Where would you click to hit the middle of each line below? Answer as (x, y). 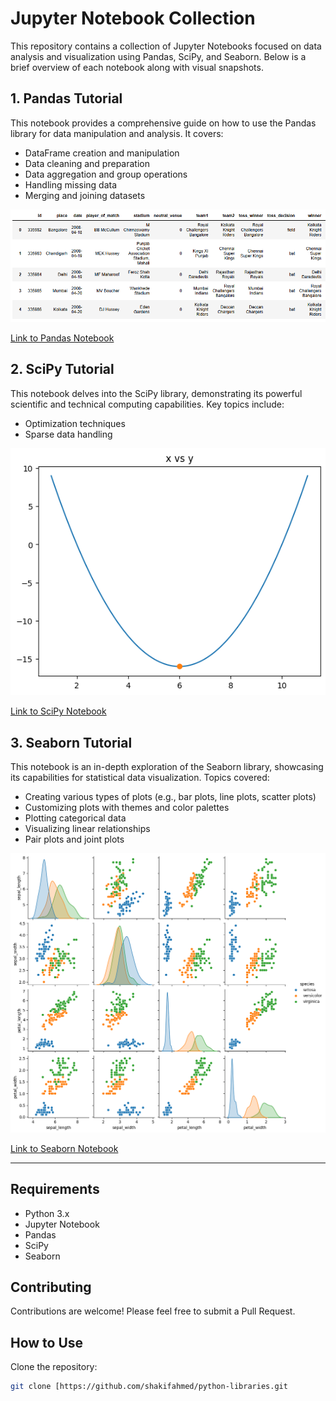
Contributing (51, 1287)
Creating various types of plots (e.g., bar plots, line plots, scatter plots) (170, 797)
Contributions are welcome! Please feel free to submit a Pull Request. (153, 1311)
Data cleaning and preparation (87, 163)
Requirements (55, 1189)
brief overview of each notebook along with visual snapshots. (137, 67)
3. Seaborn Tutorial (71, 742)
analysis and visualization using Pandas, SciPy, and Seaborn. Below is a (158, 56)
